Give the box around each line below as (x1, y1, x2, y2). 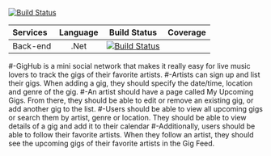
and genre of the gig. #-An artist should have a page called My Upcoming (8, 87, 254, 96)
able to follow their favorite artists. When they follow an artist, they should (8, 130, 254, 139)
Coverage (167, 27, 206, 38)
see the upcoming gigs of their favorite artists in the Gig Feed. (8, 138, 215, 148)
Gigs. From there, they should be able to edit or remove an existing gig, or (8, 95, 254, 105)
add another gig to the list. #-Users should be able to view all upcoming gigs (8, 104, 263, 113)
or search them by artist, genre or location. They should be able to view (8, 113, 247, 122)
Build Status (108, 27, 158, 38)
